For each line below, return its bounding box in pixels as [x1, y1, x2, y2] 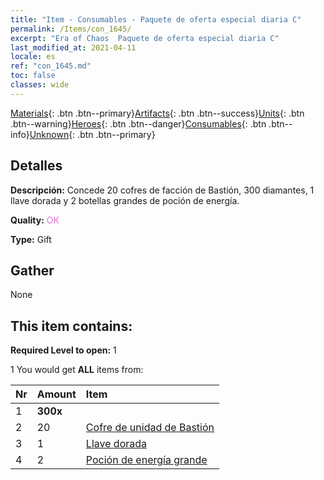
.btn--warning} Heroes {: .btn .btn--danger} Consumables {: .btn [10, 117, 267, 130]
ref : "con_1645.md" [10, 61, 92, 71]
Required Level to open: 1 [10, 344, 117, 356]
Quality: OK [10, 214, 60, 226]
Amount [36, 387, 77, 401]
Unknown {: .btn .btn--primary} [29, 128, 156, 140]
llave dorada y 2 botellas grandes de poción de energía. [10, 194, 240, 206]
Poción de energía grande [85, 453, 208, 467]
